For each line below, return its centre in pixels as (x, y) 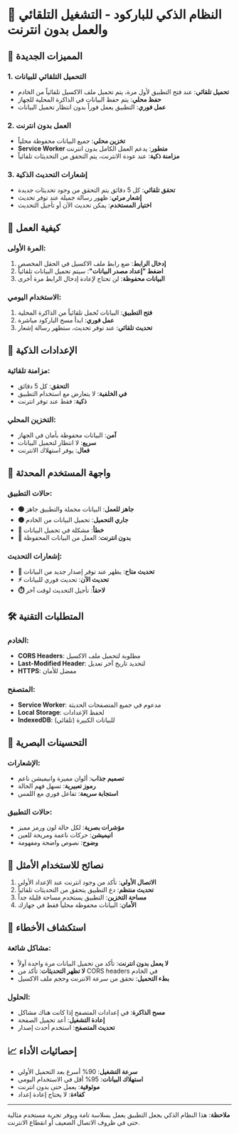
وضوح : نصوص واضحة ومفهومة (58, 843)
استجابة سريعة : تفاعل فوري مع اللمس (68, 794)
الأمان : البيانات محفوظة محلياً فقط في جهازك (77, 905)
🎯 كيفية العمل (34, 228)
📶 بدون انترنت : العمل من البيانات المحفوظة (74, 538)
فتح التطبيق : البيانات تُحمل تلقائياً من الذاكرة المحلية (85, 312)
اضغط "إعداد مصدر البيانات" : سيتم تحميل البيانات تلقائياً (90, 271)
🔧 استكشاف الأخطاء (47, 928)
